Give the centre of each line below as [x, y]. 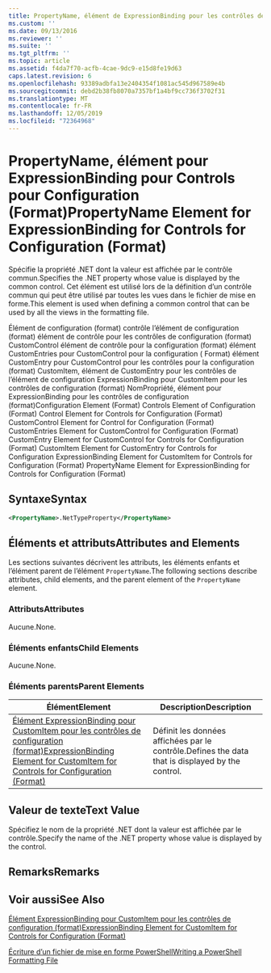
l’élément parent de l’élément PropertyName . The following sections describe [133, 571]
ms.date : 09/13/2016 [43, 31]
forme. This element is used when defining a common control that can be [129, 303]
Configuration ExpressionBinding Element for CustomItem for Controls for [131, 457]
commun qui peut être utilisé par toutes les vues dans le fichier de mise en [132, 295]
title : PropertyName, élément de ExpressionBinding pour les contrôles [131, 16]
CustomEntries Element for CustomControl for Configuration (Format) [124, 431]
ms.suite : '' [30, 46]
